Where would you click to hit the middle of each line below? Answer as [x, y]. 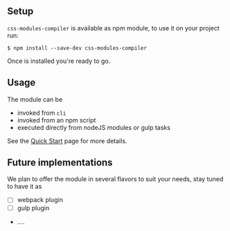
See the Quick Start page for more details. [67, 140]
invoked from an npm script [56, 120]
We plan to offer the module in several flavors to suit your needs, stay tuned [115, 179]
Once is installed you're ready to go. [59, 61]
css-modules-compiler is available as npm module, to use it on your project [113, 28]
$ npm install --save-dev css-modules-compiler [77, 48]
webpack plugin [40, 200]
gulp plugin [33, 207]
